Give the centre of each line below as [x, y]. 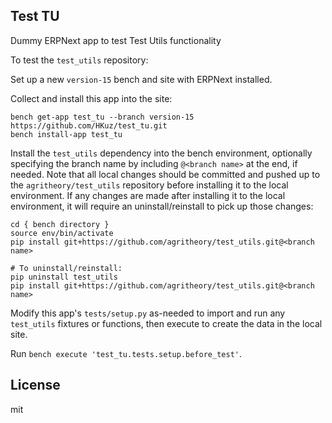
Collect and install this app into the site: [91, 98]
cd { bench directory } [60, 224]
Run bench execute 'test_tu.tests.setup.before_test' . [126, 353]
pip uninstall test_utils [64, 277]
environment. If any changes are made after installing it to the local [148, 195]
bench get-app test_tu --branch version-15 [102, 117]
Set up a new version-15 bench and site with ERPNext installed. [141, 79]
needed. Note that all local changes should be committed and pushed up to [165, 174]
